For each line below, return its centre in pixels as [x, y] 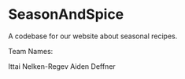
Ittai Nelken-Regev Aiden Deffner [62, 66]
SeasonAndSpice [66, 14]
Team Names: [31, 51]
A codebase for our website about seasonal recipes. [93, 36]
